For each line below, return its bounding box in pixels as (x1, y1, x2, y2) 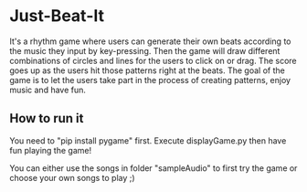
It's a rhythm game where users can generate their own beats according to (9, 36, 291, 47)
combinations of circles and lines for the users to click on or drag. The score (9, 55, 297, 66)
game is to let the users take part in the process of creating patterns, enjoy (9, 74, 291, 85)
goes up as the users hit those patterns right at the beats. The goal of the (9, 65, 285, 76)
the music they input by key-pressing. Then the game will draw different (9, 45, 281, 56)
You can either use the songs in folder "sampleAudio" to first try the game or (9, 162, 298, 174)
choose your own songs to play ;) (9, 172, 135, 183)
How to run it (9, 111, 84, 126)
